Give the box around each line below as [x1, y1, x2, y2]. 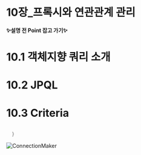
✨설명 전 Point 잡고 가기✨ [6, 27, 68, 34]
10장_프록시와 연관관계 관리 [6, 5, 136, 19]
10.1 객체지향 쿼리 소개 [6, 50, 111, 64]
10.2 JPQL [6, 78, 58, 92]
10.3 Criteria [6, 106, 70, 120]
